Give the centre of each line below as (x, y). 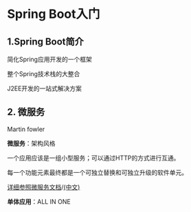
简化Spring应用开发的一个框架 (50, 59)
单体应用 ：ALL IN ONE (39, 201)
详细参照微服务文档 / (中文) (44, 187)
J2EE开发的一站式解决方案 (45, 89)
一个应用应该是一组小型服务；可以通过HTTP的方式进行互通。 (93, 158)
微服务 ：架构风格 (31, 143)
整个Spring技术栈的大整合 (44, 74)
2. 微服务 (26, 112)
